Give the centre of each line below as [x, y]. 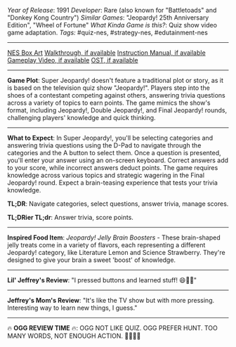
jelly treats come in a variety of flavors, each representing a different [106, 245]
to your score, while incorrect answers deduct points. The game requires [113, 168]
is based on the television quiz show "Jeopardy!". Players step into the [109, 88]
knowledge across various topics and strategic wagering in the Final [106, 175]
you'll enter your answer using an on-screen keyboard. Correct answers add [118, 160]
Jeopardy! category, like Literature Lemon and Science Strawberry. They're [117, 253]
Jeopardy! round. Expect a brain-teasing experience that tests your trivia [112, 183]
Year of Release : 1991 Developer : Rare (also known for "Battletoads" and [112, 10]
